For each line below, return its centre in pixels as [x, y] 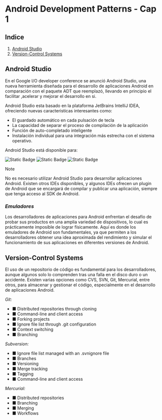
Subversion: [17, 344]
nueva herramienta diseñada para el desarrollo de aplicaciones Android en [79, 86]
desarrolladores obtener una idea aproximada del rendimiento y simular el [79, 237]
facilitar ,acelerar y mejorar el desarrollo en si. [51, 96]
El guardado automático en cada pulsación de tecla [63, 120]
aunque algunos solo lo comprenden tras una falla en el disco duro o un [76, 274]
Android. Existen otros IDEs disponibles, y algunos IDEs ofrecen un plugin [78, 183]
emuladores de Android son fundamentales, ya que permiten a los [71, 232]
